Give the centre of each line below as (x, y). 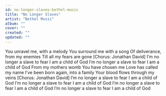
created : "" (17, 33)
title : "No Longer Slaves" (33, 14)
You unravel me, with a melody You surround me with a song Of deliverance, (83, 51)
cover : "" (15, 28)
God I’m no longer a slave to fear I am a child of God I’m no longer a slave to (83, 83)
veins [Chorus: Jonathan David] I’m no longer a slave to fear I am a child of (81, 78)
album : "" (15, 24)
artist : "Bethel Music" (30, 19)
